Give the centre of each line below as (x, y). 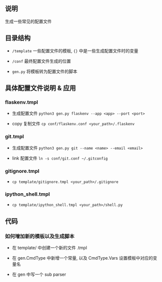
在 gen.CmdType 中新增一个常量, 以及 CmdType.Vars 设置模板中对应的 (82, 258)
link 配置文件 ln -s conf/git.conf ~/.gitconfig (60, 158)
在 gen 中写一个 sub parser (39, 274)
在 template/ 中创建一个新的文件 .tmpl (49, 248)
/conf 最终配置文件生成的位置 (41, 61)
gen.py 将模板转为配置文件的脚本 (44, 71)
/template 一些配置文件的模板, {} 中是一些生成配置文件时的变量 (75, 50)
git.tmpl (15, 136)
